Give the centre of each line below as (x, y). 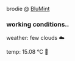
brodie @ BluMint (28, 9)
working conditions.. (38, 24)
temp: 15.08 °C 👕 (27, 52)
